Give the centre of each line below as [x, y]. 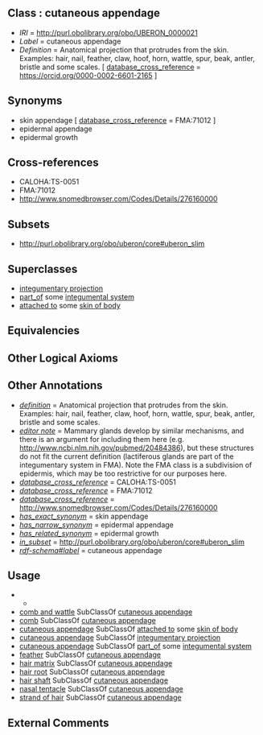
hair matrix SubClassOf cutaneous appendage [96, 663]
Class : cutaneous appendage [84, 13]
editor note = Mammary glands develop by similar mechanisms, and [131, 431]
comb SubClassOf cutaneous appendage [87, 621]
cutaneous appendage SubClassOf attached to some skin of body [129, 629]
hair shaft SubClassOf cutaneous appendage [94, 680]
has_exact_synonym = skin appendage [84, 516]
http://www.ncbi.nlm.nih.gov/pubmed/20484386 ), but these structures [136, 448]
